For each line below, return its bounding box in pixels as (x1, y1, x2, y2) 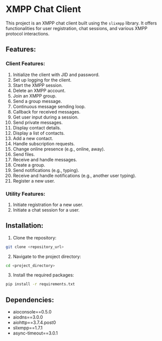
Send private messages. (12, 119, 63, 125)
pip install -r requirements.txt (5, 281, 75, 287)
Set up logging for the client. (12, 76, 72, 83)
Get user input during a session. (12, 114, 79, 120)
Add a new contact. (12, 135, 53, 141)
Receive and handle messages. (12, 156, 77, 162)
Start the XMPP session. (12, 82, 63, 88)
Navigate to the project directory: (12, 253, 81, 259)
